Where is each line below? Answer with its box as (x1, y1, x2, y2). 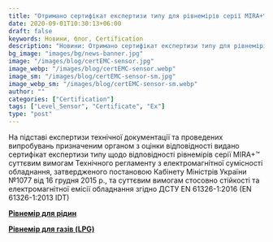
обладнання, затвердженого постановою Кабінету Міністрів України (8, 167, 247, 176)
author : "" (8, 87, 45, 96)
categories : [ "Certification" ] (8, 95, 115, 103)
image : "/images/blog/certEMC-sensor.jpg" (8, 58, 154, 66)
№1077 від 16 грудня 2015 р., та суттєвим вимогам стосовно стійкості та (8, 175, 260, 185)
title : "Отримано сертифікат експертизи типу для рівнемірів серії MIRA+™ (8, 11, 267, 20)
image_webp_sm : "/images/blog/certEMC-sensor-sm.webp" (8, 80, 198, 88)
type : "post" (8, 110, 53, 119)
